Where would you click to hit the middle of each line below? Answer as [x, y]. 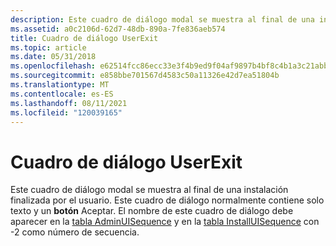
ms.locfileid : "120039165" [66, 112]
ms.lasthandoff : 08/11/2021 [69, 103]
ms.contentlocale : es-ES [62, 94]
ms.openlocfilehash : [53, 66]
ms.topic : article [48, 47]
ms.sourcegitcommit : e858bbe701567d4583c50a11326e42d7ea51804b [145, 76]
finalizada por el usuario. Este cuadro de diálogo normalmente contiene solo [167, 200]
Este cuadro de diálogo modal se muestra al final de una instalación [149, 190]
